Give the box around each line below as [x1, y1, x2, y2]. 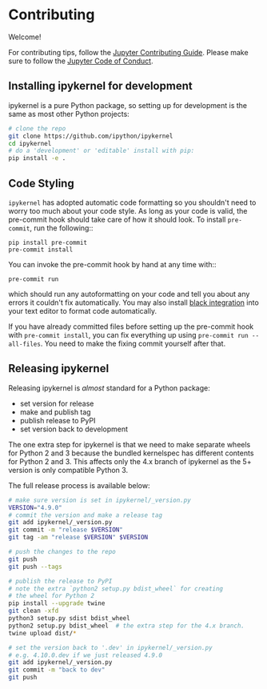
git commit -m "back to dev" [8, 666, 106, 674]
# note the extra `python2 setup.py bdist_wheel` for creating [8, 584, 224, 593]
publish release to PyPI [19, 415, 96, 425]
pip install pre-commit [8, 238, 88, 246]
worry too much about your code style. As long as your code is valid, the [8, 206, 248, 215]
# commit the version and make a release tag [8, 511, 162, 519]
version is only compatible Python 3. [8, 465, 129, 475]
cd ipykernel [8, 139, 52, 147]
